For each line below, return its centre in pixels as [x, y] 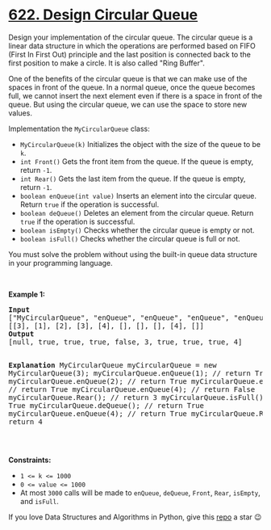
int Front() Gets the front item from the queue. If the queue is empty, [137, 161]
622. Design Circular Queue [103, 15]
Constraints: [30, 460]
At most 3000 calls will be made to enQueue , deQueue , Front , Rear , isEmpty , [140, 492]
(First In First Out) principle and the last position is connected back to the [130, 54]
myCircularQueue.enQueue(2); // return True [98, 381]
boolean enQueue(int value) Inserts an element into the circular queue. [138, 196]
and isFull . [39, 501]
